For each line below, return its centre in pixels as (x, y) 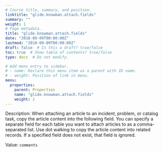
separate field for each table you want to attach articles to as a (71, 124)
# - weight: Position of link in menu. (47, 76)
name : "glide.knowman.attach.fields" (54, 94)
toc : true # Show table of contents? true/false (59, 52)
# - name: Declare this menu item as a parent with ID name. (71, 71)
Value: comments (22, 145)
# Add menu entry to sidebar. (37, 66)
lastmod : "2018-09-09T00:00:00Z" (40, 43)
